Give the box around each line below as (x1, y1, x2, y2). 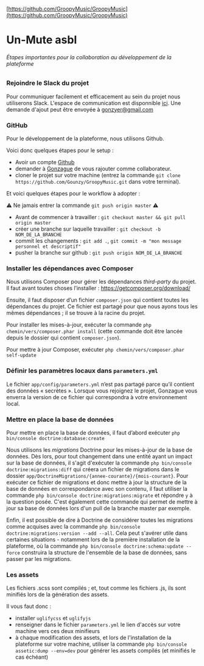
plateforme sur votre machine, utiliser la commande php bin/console (15, 640, 188, 648)
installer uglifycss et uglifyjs (15, 615, 91, 622)
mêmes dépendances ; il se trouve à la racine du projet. (6, 309, 146, 317)
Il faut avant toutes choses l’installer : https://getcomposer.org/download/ (6, 284, 191, 292)
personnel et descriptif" (15, 244, 81, 250)
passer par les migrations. (6, 555, 72, 562)
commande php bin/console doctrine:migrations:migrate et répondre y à (6, 491, 193, 499)
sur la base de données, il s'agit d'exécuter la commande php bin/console (6, 459, 192, 466)
